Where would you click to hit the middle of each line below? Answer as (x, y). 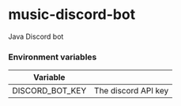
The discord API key (131, 91)
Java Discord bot (36, 36)
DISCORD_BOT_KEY (49, 91)
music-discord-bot (72, 15)
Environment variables (53, 57)
